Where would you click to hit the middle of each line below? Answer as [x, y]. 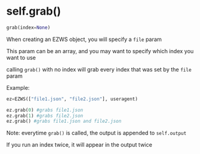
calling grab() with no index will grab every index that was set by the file [99, 69]
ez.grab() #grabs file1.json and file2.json [64, 121]
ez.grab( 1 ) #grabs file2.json [45, 116]
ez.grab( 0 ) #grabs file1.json [45, 110]
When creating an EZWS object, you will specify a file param [84, 39]
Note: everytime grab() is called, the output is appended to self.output [96, 133]
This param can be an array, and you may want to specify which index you [100, 51]
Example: [18, 87]
